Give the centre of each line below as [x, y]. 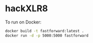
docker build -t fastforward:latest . [45, 31]
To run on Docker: [23, 22]
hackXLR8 [26, 9]
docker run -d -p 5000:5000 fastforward [47, 35]
